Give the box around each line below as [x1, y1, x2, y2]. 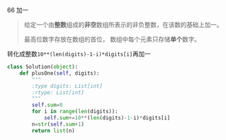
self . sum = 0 [32, 102, 63, 108]
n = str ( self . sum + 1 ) [32, 121, 84, 128]
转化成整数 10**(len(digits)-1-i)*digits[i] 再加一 [7, 50, 151, 58]
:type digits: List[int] [32, 82, 103, 89]
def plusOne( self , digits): [19, 69, 100, 77]
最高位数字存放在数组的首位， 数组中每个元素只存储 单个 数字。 [23, 35, 201, 43]
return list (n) [32, 127, 76, 134]
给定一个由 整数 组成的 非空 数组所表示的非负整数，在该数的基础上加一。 [23, 21, 223, 29]
